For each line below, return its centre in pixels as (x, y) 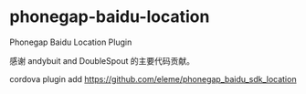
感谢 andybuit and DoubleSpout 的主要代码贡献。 (102, 60)
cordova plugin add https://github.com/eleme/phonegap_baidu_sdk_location (153, 78)
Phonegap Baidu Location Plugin (71, 42)
